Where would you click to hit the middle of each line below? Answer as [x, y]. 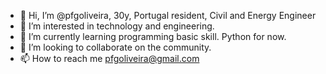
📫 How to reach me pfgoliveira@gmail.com [109, 58]
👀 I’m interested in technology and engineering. [117, 26]
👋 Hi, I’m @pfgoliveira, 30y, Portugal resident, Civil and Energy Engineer [168, 15]
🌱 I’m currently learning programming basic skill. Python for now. [153, 36]
